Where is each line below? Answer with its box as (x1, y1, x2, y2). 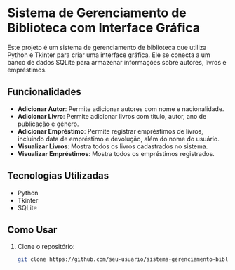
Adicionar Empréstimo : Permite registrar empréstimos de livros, (17, 127, 203, 135)
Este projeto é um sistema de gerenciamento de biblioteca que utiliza (7, 43, 207, 51)
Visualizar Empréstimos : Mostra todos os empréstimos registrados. (17, 149, 215, 157)
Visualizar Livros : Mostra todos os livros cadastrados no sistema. (17, 142, 208, 150)
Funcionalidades (7, 86, 82, 98)
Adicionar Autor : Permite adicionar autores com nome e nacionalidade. (17, 104, 224, 113)
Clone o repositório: (17, 243, 75, 251)
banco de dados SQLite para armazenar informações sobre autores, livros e (7, 58, 227, 66)
